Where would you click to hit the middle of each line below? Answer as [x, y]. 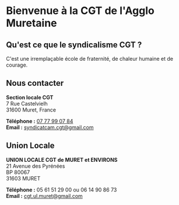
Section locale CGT [30, 97]
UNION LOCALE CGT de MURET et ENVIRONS [62, 159]
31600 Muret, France [31, 110]
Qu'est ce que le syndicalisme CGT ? [74, 45]
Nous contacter [35, 83]
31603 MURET [23, 178]
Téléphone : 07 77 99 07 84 [40, 121]
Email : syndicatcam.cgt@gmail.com [50, 127]
